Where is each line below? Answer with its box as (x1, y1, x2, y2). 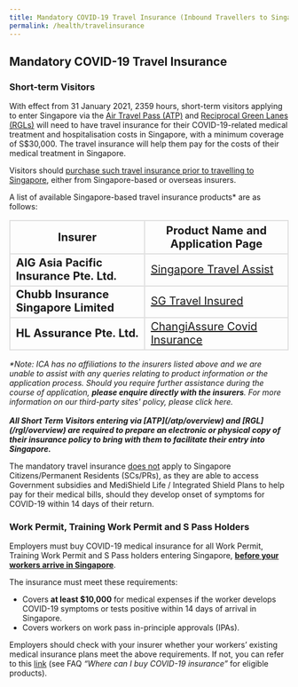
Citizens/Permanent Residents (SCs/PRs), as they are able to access (9, 470, 259, 480)
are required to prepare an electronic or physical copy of (67, 424, 281, 435)
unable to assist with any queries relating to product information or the (9, 367, 269, 378)
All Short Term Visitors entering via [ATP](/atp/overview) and (9, 415, 241, 426)
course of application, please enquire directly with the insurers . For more (9, 387, 282, 398)
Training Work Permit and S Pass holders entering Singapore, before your (9, 549, 279, 560)
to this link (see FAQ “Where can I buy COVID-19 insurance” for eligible (9, 658, 269, 668)
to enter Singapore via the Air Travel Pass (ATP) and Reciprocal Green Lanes (9, 110, 288, 121)
